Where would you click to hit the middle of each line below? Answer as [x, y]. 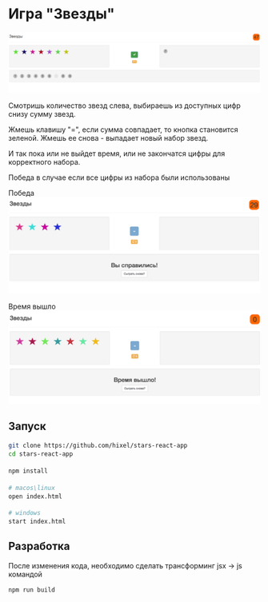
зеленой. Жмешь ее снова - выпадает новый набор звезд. [108, 138]
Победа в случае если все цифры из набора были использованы [119, 177]
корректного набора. [44, 162]
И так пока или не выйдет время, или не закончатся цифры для [117, 153]
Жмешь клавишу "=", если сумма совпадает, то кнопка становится [123, 130]
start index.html [37, 522]
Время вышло [32, 307]
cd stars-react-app [41, 454]
